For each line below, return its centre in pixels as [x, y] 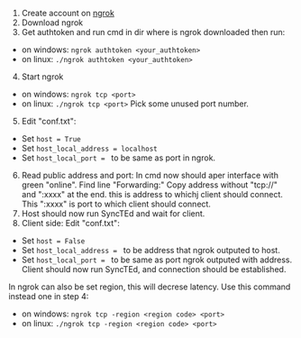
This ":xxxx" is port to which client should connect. [116, 204]
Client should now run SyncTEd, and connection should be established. [154, 269]
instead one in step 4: [49, 296]
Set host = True [51, 138]
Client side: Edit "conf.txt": [71, 223]
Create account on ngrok [68, 13]
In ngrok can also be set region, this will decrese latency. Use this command [150, 287]
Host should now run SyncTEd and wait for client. [113, 214]
